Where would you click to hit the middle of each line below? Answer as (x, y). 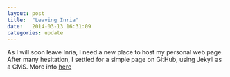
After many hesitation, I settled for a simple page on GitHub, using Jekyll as (115, 60)
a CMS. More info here (39, 67)
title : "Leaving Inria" (43, 20)
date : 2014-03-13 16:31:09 (49, 26)
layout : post (26, 13)
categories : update (35, 33)
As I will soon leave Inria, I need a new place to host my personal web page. (115, 52)
